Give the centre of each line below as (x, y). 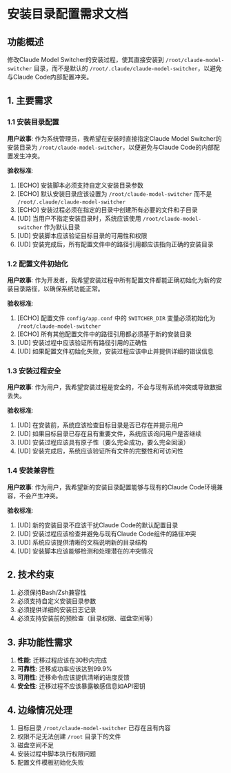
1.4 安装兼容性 (31, 471)
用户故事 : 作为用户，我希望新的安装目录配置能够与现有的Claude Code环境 (112, 487)
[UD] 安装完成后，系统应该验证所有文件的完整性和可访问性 (100, 451)
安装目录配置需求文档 (68, 14)
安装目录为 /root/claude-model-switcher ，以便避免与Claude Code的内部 (111, 147)
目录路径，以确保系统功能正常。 (58, 288)
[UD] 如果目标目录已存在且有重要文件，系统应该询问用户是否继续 (109, 434)
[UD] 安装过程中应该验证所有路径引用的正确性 (82, 342)
